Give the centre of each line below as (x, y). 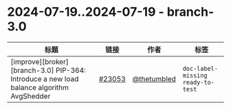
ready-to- (199, 82)
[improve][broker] (40, 61)
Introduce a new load (45, 78)
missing (195, 75)
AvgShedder (31, 96)
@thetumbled (154, 78)
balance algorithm (40, 87)
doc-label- (200, 68)
